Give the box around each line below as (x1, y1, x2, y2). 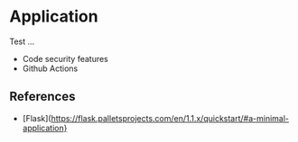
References (9, 89, 76, 104)
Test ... (9, 36, 35, 47)
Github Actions (22, 63, 79, 74)
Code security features (22, 53, 108, 64)
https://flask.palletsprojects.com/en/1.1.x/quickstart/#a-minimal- (51, 112, 290, 123)
